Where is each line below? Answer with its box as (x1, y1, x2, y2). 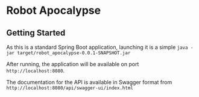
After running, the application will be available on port (6, 61, 139, 67)
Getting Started (6, 28, 66, 38)
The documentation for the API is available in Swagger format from (6, 79, 172, 86)
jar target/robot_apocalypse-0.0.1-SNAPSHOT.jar (6, 50, 131, 56)
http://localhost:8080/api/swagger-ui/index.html (6, 85, 134, 91)
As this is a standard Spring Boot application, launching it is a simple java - (6, 43, 194, 51)
